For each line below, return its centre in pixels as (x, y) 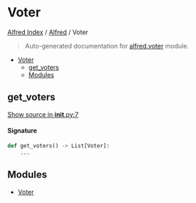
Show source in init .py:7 (43, 114)
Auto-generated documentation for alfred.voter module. (107, 46)
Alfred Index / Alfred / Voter (48, 32)
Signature (22, 131)
